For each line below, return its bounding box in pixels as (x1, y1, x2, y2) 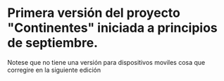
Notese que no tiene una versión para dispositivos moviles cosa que (7, 58, 206, 66)
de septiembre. (7, 35, 99, 51)
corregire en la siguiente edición (7, 66, 101, 74)
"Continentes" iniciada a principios (7, 20, 218, 36)
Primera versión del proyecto (7, 5, 181, 21)
